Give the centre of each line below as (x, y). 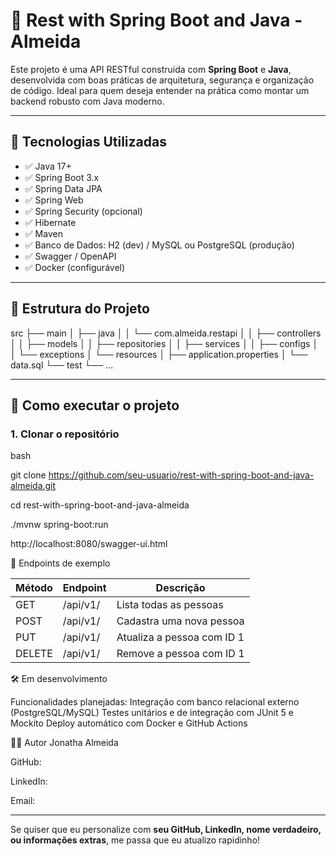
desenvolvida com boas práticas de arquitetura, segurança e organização (162, 80)
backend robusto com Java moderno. (87, 101)
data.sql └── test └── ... (62, 365)
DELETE (34, 654)
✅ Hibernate (50, 222)
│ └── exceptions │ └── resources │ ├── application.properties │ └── (159, 354)
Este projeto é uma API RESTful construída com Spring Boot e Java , (151, 69)
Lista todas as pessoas (170, 605)
